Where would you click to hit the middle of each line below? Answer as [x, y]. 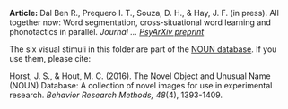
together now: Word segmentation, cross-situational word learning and [140, 22]
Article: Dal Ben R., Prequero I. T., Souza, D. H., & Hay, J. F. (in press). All [144, 13]
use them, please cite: [50, 59]
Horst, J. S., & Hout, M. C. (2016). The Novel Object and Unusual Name [140, 76]
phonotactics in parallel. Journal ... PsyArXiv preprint [107, 32]
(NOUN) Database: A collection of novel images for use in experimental [141, 85]
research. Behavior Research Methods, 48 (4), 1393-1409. [116, 95]
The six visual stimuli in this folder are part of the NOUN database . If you [143, 49]
